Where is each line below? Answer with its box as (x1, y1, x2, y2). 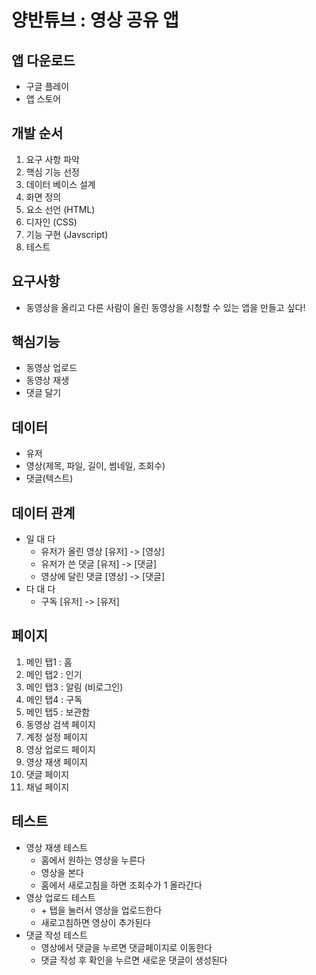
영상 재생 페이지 (25, 756, 88, 768)
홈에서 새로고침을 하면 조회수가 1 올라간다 (40, 879, 203, 891)
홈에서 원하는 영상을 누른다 (40, 854, 146, 866)
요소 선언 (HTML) (25, 203, 96, 215)
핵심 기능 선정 (25, 166, 80, 178)
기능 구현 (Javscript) (25, 228, 109, 240)
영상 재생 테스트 (25, 841, 88, 853)
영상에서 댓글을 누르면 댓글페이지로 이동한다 (40, 941, 213, 953)
